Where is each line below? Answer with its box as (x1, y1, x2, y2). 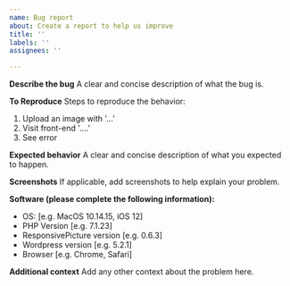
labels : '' (9, 38, 50, 47)
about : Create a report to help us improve (9, 21, 174, 30)
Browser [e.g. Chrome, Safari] (21, 249, 132, 260)
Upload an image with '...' (21, 114, 116, 124)
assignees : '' (9, 46, 62, 55)
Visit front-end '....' (21, 122, 91, 134)
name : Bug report (9, 13, 74, 22)
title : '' (9, 29, 46, 38)
